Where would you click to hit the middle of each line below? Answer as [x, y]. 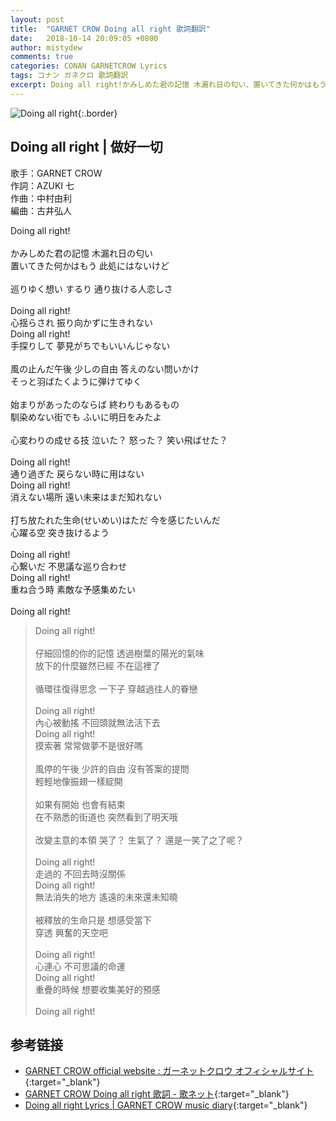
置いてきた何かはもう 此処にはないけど [90, 265]
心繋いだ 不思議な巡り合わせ [68, 566]
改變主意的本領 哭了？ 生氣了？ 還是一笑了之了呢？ [139, 840]
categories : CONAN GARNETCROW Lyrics [89, 66]
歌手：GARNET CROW [56, 173]
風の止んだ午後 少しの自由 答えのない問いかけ [105, 368]
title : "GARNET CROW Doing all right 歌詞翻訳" [110, 29]
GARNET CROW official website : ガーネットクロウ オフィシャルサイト [169, 1071]
